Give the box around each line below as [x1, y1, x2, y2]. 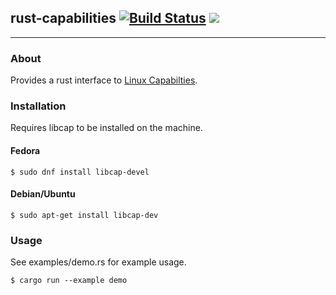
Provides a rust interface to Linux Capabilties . [10, 74, 198, 86]
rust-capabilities [10, 10, 117, 27]
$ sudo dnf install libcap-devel [10, 167, 150, 177]
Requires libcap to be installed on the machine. [10, 122, 203, 134]
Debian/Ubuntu [10, 188, 76, 200]
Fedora [10, 145, 41, 156]
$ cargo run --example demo [10, 276, 128, 286]
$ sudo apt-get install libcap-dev [10, 210, 159, 220]
